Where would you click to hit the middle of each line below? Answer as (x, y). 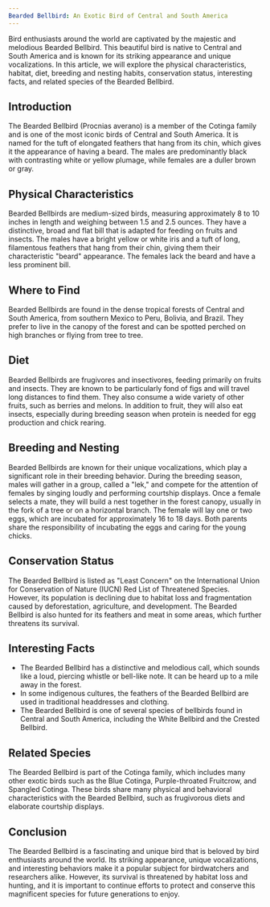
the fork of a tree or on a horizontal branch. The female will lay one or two (131, 510)
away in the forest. (51, 685)
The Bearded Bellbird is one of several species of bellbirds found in (131, 711)
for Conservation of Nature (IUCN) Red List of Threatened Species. (119, 589)
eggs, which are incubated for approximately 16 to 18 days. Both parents (128, 518)
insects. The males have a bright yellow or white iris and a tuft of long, (125, 239)
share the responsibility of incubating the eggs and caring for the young (127, 527)
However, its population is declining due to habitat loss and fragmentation (130, 597)
